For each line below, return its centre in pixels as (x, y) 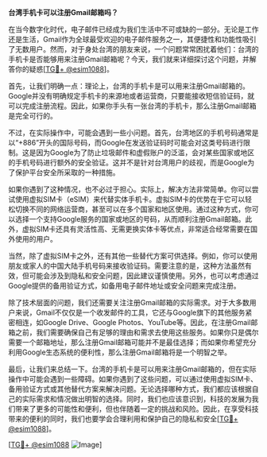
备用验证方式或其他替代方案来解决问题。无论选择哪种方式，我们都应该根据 (130, 389)
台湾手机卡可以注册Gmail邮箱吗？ (63, 12)
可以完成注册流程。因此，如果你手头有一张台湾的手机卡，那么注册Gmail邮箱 (132, 106)
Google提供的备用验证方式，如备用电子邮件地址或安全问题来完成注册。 (124, 286)
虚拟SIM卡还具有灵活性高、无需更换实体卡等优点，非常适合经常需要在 (136, 229)
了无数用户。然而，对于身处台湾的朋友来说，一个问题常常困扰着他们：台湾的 (133, 49)
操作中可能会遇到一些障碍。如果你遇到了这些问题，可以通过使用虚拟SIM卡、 (133, 379)
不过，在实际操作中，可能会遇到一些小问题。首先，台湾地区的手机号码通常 (130, 133)
